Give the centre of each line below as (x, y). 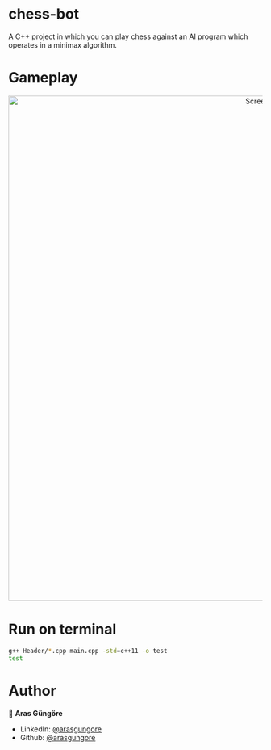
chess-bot (44, 14)
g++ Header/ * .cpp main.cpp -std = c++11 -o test (88, 651)
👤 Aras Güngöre (35, 713)
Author (32, 691)
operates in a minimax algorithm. (63, 44)
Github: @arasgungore (58, 737)
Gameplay (43, 78)
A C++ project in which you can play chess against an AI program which (128, 36)
